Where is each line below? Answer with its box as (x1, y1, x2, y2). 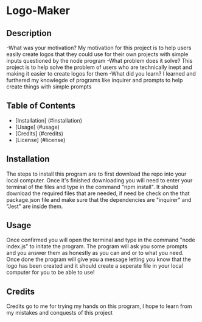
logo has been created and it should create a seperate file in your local (6, 262, 184, 270)
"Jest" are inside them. (6, 202, 63, 210)
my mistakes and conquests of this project (6, 309, 113, 317)
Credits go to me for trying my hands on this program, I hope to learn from (6, 302, 192, 310)
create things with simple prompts (6, 83, 92, 90)
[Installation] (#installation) (15, 116, 83, 124)
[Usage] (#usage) (15, 123, 60, 131)
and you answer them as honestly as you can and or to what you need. (6, 249, 184, 257)
